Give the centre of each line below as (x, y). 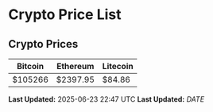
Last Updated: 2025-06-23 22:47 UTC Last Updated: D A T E (106, 99)
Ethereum (76, 66)
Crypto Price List (65, 15)
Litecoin (118, 66)
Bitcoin (31, 66)
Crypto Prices (43, 44)
